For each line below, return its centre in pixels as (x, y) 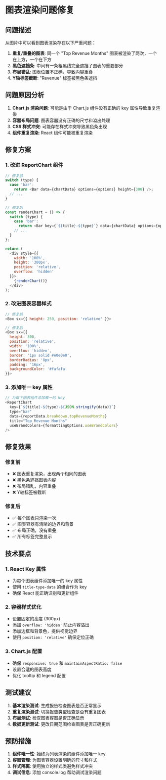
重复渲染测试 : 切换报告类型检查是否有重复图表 (59, 711)
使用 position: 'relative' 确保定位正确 (53, 637)
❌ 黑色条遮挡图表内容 (34, 480)
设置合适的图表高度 (32, 669)
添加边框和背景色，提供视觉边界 (45, 631)
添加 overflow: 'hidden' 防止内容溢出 (51, 625)
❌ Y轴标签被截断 (29, 492)
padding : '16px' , (27, 365)
